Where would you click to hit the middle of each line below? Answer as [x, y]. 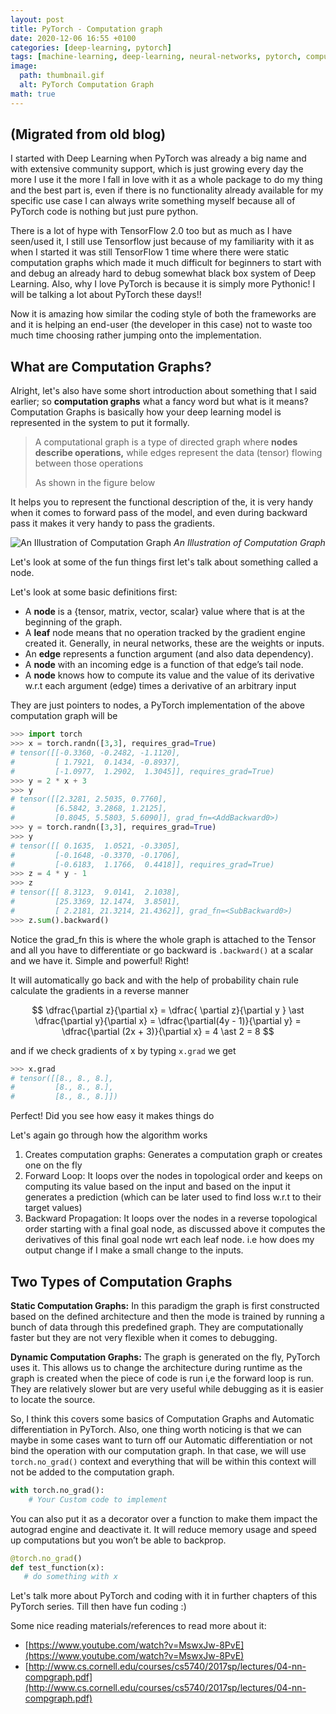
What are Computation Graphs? [111, 366]
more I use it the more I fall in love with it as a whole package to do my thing [166, 180]
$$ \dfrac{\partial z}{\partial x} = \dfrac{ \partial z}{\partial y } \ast [168, 1010]
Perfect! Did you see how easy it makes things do [112, 1116]
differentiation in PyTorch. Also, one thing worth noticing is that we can [156, 1429]
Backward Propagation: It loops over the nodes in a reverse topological [171, 1218]
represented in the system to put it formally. [100, 423]
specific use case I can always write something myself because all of [153, 201]
